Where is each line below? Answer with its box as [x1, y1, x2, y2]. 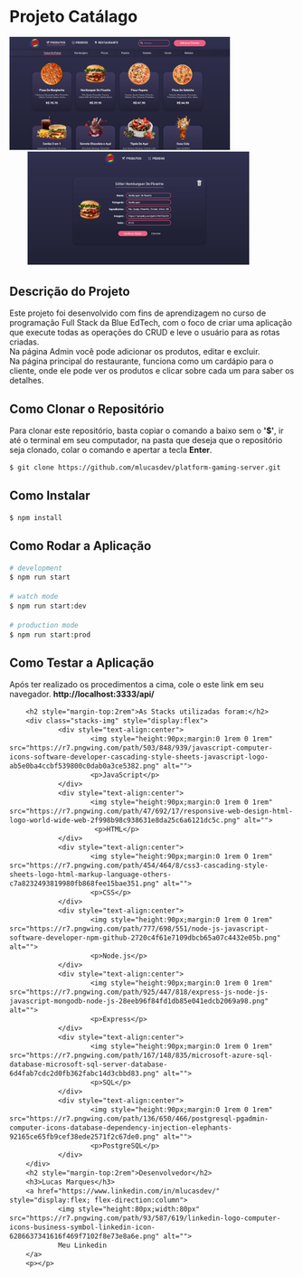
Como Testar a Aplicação [9, 655, 155, 670]
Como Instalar [9, 488, 90, 504]
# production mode [9, 620, 79, 629]
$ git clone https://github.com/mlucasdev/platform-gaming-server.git [9, 463, 281, 472]
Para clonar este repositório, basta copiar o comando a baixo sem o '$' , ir [9, 425, 284, 436]
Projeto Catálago [9, 6, 138, 27]
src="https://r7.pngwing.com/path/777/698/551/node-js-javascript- [9, 924, 270, 933]
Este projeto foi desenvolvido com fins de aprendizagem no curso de [9, 307, 267, 318]
